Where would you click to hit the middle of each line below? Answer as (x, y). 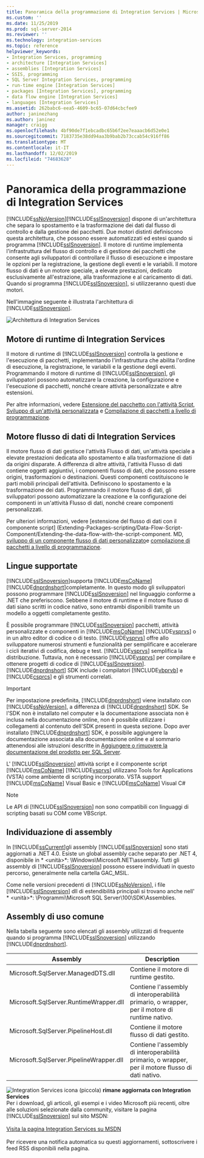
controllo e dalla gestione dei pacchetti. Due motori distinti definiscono (95, 232)
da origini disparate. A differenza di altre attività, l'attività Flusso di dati (94, 464)
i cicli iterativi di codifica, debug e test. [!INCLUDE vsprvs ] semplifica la (95, 651)
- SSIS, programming (32, 74)
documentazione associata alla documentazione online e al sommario (93, 739)
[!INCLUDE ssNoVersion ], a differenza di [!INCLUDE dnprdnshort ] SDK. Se (97, 706)
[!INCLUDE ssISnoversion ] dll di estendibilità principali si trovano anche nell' (100, 891)
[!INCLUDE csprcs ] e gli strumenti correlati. (59, 677)
